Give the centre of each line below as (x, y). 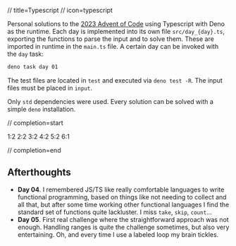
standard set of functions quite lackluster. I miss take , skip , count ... (115, 212)
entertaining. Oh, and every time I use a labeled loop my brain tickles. (118, 234)
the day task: (26, 54)
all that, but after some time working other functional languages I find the (123, 204)
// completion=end (34, 150)
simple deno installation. (42, 109)
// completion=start (35, 122)
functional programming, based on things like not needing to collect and (122, 197)
